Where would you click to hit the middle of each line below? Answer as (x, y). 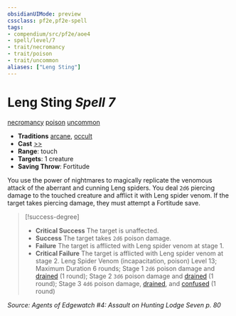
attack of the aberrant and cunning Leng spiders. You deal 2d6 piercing (111, 188)
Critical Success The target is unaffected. (97, 230)
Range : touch (38, 151)
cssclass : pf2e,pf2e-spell (47, 21)
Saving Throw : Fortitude (54, 166)
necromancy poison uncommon (54, 122)
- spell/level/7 (31, 41)
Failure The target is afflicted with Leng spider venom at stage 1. (130, 245)
